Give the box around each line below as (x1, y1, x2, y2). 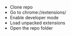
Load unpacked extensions (9, 20, 66, 26)
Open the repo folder (9, 25, 53, 31)
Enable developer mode (9, 15, 59, 20)
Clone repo (9, 4, 33, 10)
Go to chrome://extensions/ (9, 9, 67, 15)
